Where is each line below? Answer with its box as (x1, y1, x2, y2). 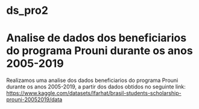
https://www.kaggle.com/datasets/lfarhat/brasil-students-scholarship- (6, 90, 182, 97)
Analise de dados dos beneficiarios (6, 31, 187, 45)
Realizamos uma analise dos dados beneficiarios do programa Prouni (6, 76, 178, 84)
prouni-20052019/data (6, 96, 63, 103)
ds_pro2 (6, 4, 48, 17)
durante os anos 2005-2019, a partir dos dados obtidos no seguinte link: (6, 83, 186, 90)
